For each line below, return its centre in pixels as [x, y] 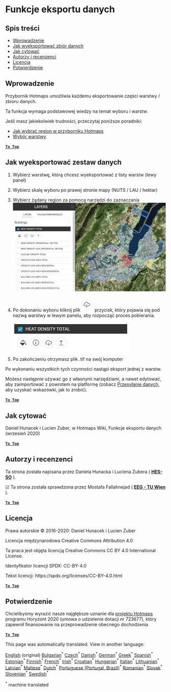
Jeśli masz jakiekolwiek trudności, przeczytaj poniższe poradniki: [74, 121]
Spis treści [22, 28]
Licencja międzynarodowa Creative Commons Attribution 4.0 [69, 540]
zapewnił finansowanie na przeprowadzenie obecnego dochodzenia [77, 625]
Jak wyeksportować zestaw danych [64, 163]
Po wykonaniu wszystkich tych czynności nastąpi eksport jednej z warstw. [83, 369]
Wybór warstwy [29, 136]
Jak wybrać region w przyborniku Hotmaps [58, 131]
